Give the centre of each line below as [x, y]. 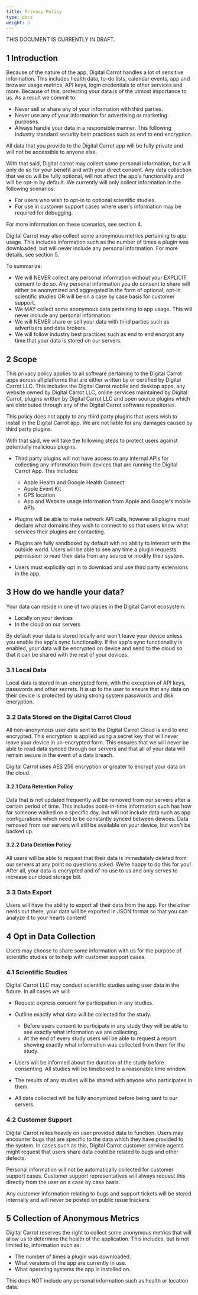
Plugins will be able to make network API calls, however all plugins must [102, 519]
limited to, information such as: [44, 1245]
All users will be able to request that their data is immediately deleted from [97, 858]
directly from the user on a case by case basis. [63, 1182]
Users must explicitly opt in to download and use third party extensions [101, 567]
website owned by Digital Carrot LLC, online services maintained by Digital [97, 392]
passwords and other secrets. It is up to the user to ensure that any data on [98, 689]
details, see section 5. [33, 255]
